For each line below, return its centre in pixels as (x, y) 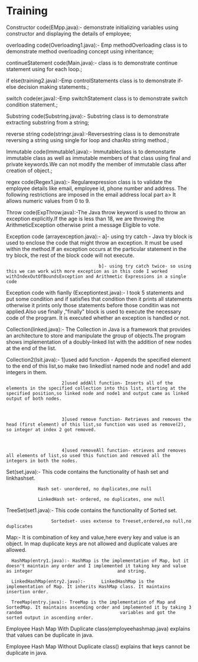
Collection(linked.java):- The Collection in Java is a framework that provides (98, 329)
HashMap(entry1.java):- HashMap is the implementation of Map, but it (100, 561)
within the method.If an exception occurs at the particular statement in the (96, 249)
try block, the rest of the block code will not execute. (70, 255)
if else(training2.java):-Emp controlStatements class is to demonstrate (91, 81)
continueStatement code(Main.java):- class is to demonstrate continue (92, 63)
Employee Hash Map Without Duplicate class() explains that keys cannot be (98, 646)
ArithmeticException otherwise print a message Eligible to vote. (83, 225)
